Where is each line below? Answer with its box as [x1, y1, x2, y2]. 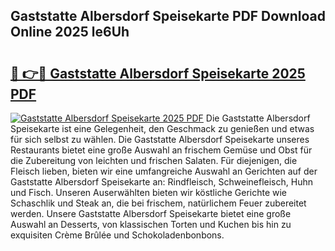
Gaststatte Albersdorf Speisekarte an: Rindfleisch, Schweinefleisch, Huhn [10, 176, 313, 188]
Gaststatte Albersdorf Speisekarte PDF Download [10, 8, 326, 25]
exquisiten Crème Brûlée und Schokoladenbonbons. [10, 229, 225, 241]
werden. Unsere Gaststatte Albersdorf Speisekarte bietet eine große [10, 208, 292, 219]
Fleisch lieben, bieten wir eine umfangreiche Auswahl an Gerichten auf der [10, 165, 318, 177]
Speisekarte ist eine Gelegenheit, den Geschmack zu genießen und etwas [10, 123, 315, 134]
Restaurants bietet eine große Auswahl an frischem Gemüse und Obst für [10, 144, 313, 156]
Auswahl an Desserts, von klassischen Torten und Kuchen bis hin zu [10, 219, 292, 230]
